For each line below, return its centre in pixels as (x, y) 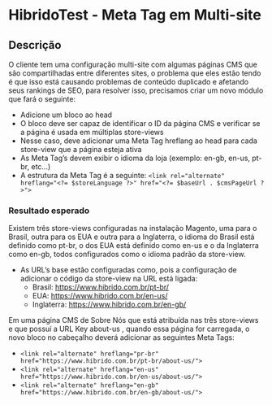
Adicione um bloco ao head (66, 115)
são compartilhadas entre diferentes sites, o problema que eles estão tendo (135, 73)
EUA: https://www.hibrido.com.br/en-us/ (100, 296)
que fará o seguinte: (42, 99)
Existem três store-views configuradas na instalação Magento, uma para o (133, 229)
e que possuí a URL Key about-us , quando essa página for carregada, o (129, 329)
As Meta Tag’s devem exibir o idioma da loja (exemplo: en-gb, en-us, (135, 158)
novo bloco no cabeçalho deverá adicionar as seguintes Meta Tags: (121, 337)
